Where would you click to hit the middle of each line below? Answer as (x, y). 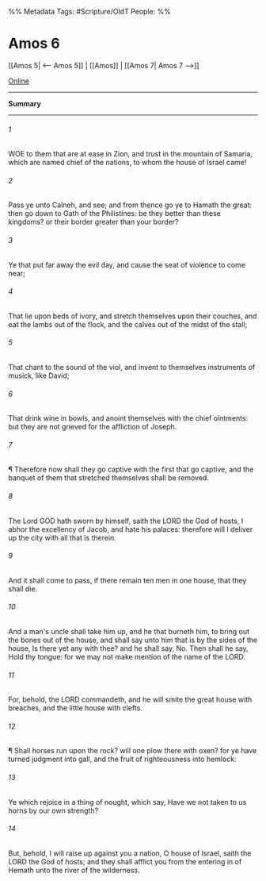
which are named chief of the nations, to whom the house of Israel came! (127, 163)
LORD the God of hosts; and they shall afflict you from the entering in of (125, 861)
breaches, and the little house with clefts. (75, 708)
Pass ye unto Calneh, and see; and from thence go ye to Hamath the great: (130, 205)
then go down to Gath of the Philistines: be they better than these (115, 214)
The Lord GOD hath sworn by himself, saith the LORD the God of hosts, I (126, 521)
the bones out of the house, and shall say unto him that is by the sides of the (133, 640)
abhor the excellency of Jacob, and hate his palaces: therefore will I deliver (131, 529)
